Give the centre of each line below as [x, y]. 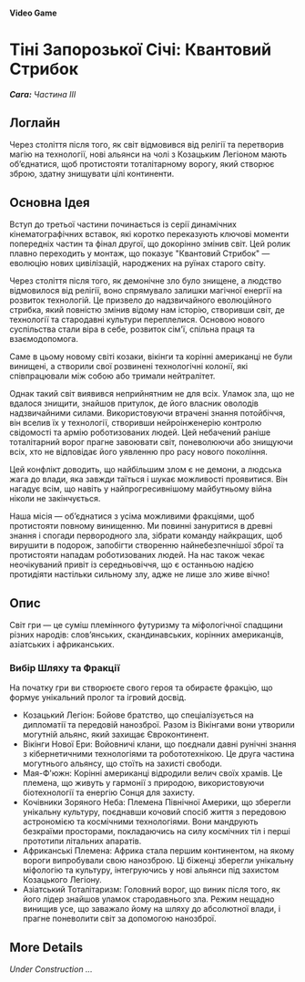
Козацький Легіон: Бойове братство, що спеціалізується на [138, 715]
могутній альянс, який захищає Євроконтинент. [116, 735]
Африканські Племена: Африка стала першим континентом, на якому [158, 851]
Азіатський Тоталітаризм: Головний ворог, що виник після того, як [151, 890]
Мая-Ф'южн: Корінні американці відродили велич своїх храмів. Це [152, 773]
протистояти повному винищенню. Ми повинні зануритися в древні [141, 526]
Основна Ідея [50, 202]
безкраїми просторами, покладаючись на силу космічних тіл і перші [157, 832]
